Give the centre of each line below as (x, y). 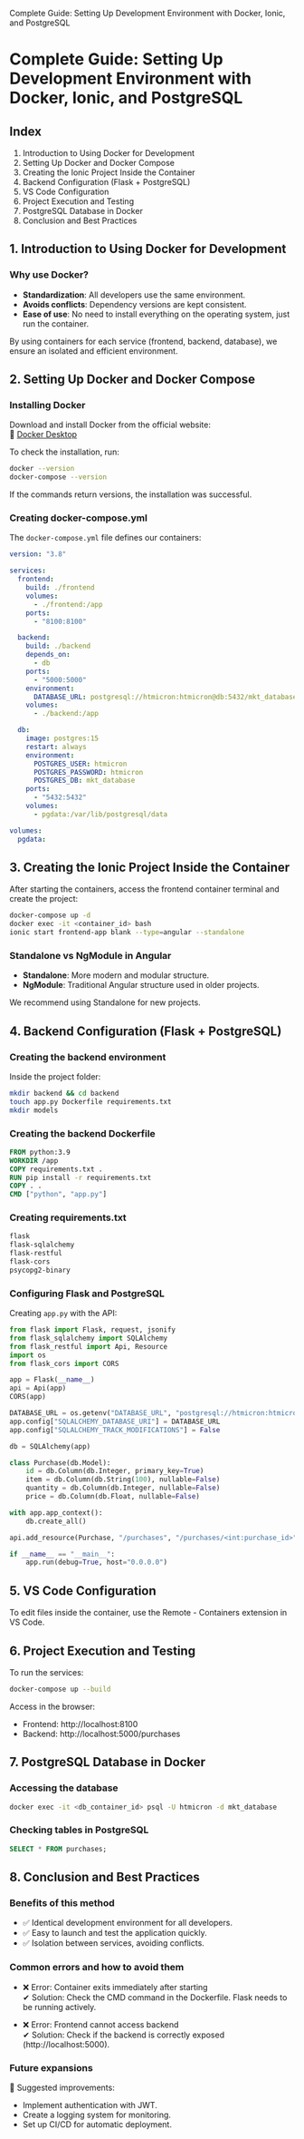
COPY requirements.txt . (56, 1169)
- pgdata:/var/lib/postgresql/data (100, 814)
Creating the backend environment (88, 1057)
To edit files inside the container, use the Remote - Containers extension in (148, 1613)
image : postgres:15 (62, 738)
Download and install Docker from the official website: (110, 425)
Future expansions (51, 2067)
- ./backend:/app (66, 714)
